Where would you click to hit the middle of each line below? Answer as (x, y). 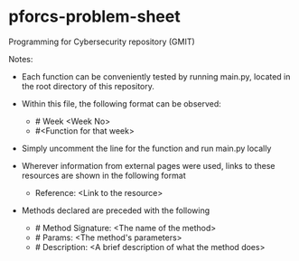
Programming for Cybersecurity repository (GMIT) (102, 42)
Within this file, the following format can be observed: (121, 103)
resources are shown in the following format (103, 175)
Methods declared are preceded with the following (116, 210)
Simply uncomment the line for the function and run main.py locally (146, 148)
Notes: (21, 59)
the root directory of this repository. (88, 86)
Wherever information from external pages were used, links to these (149, 165)
